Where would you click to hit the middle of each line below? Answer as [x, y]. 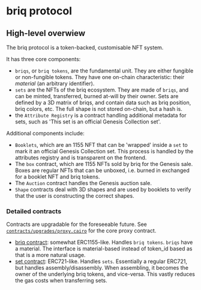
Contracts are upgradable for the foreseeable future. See [76, 224]
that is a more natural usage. [50, 255]
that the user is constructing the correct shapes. [74, 196]
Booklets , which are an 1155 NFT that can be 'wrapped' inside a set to [101, 145]
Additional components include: [46, 133]
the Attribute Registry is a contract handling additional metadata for [101, 115]
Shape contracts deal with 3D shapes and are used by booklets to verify [103, 189]
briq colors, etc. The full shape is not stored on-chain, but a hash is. [99, 109]
